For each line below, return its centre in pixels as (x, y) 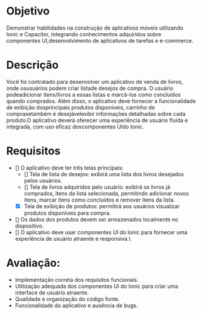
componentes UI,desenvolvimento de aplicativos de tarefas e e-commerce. (100, 40)
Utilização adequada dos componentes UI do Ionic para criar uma (96, 286)
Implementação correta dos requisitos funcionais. (77, 279)
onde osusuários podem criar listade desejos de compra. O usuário (90, 88)
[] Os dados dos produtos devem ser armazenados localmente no (96, 219)
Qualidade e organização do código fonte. (67, 299)
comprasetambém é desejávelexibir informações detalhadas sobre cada (96, 113)
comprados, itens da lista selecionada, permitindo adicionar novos (106, 193)
